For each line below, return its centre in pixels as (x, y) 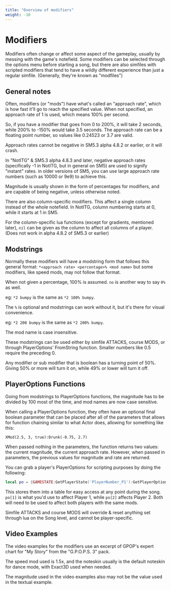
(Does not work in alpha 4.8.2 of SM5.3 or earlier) (57, 233)
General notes (28, 91)
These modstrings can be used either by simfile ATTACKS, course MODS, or (85, 342)
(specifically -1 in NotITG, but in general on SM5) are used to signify (76, 166)
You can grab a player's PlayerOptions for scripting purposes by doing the (83, 467)
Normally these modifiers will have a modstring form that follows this (77, 261)
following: (16, 473)
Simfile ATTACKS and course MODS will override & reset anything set (78, 512)
